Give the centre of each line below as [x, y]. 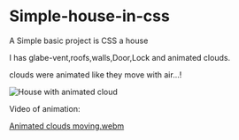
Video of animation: [45, 108]
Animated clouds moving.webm [67, 126]
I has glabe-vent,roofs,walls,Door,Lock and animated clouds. [120, 57]
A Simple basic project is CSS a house [79, 41]
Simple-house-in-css [89, 16]
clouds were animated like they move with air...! [96, 74]
